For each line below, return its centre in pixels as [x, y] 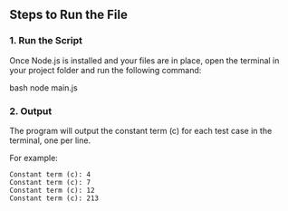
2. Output [31, 110]
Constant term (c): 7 [50, 182]
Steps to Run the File [69, 15]
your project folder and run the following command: [106, 70]
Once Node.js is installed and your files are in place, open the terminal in [144, 60]
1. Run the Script [46, 41]
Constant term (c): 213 [54, 198]
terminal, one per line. [50, 140]
